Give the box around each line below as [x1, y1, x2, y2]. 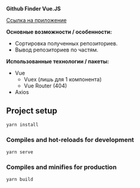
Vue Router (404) [23, 82, 68, 89]
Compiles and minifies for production [6, 163, 117, 171]
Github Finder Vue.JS [6, 5, 61, 12]
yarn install [6, 122, 39, 128]
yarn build [6, 177, 34, 183]
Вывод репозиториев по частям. [14, 46, 99, 53]
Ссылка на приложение [6, 17, 67, 23]
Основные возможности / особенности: [6, 28, 112, 35]
